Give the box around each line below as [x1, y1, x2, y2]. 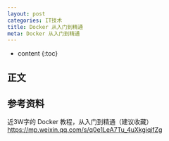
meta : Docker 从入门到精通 [7, 30, 80, 37]
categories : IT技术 [7, 17, 63, 24]
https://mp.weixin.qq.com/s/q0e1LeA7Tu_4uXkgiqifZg [7, 125, 163, 134]
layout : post [7, 10, 46, 18]
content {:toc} [17, 49, 58, 58]
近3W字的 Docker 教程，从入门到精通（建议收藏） [7, 118, 153, 126]
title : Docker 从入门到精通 [7, 23, 83, 30]
